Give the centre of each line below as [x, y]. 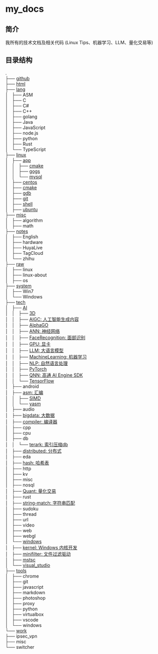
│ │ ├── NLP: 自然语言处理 [37, 363]
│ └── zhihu [20, 258]
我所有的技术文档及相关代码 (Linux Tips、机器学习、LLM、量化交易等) [79, 42]
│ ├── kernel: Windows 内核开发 [42, 547]
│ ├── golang [21, 117]
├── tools [16, 570]
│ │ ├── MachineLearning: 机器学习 [46, 357]
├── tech [15, 302]
